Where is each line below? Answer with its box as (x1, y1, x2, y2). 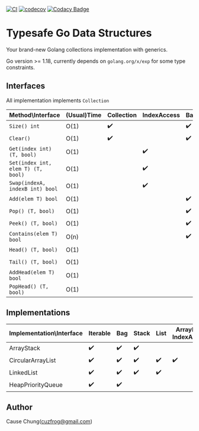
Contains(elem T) (9, 230, 58, 237)
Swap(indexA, (9, 179, 46, 186)
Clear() (9, 135, 31, 142)
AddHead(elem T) (9, 269, 55, 275)
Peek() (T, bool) (9, 220, 58, 227)
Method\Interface (9, 110, 60, 119)
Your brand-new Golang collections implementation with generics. (6, 46, 168, 53)
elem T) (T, (9, 165, 43, 172)
